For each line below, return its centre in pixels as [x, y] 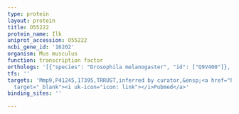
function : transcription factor [55, 61]
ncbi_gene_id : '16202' [41, 47]
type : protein [28, 14]
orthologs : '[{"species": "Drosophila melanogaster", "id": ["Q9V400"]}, [119, 67]
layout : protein [31, 21]
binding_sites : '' [34, 93]
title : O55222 [28, 27]
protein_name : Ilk [34, 34]
